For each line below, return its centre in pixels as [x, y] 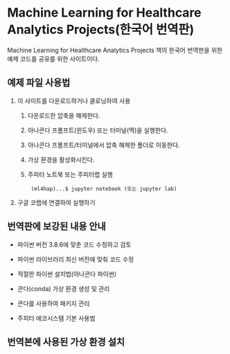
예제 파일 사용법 [39, 83]
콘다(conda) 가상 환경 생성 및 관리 [63, 288]
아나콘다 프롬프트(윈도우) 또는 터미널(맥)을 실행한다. [98, 130]
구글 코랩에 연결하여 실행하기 [56, 202]
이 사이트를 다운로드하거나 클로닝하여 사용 [74, 100]
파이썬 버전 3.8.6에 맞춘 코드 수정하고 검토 [74, 245]
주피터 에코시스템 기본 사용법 [56, 318]
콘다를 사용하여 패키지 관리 [53, 303]
